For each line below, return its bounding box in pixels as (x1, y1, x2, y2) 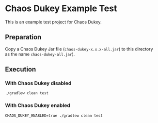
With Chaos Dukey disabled (5, 80, 72, 87)
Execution (5, 65, 36, 73)
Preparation (5, 33, 42, 41)
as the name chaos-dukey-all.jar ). (5, 51, 75, 57)
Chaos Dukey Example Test (5, 3, 117, 14)
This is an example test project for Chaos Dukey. (5, 19, 102, 25)
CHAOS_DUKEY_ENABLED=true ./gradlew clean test (5, 113, 103, 118)
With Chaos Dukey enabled (5, 102, 70, 109)
